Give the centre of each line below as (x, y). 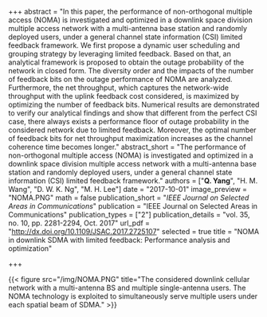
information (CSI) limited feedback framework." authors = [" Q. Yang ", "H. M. (133, 181)
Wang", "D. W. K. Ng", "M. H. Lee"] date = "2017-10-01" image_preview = (128, 189)
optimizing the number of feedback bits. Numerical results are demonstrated (134, 104)
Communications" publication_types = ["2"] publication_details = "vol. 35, (129, 215)
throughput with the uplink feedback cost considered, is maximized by (124, 96)
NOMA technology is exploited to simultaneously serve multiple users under (133, 296)
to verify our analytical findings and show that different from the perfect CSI (133, 113)
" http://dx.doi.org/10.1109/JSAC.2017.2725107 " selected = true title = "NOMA (134, 231)
